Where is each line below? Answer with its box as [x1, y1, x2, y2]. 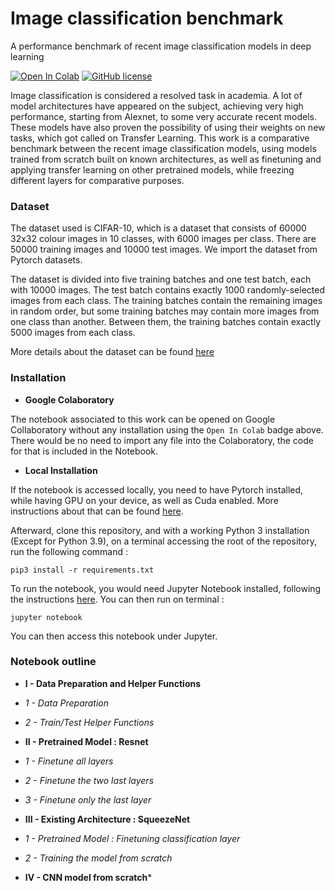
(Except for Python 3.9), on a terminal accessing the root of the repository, [10, 535, 317, 547]
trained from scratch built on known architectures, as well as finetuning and [10, 153, 322, 165]
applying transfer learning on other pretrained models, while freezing [10, 163, 295, 176]
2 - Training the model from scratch [24, 852, 173, 864]
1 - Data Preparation [24, 697, 110, 709]
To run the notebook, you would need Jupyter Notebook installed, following [10, 582, 322, 594]
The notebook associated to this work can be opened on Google [10, 413, 276, 425]
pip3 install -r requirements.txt [10, 565, 155, 575]
